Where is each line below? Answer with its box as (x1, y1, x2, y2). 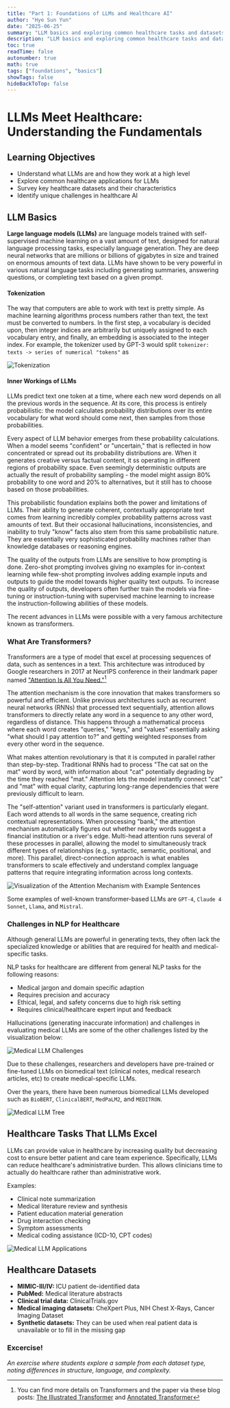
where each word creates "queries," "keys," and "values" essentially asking (7, 725, 220, 733)
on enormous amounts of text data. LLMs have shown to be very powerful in (7, 258, 222, 267)
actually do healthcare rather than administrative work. (7, 1168, 162, 1176)
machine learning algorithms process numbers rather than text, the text (7, 311, 208, 319)
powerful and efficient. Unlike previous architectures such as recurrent (7, 696, 207, 705)
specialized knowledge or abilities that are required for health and (7, 942, 192, 950)
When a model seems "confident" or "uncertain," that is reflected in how (7, 441, 212, 450)
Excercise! (7, 1343, 43, 1352)
